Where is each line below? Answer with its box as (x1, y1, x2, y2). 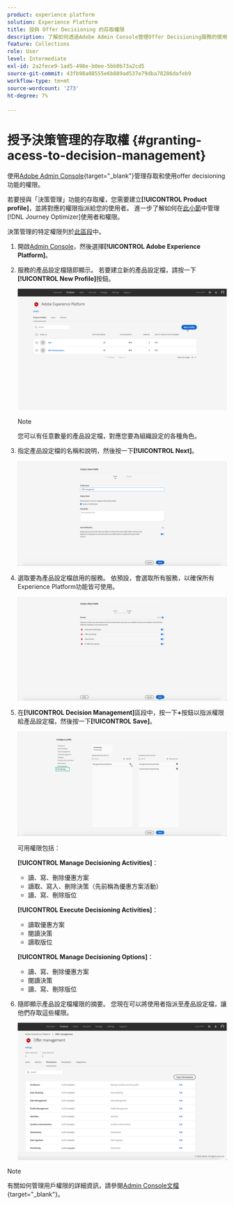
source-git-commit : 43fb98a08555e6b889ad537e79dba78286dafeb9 (7, 70, 192, 77)
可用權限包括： (17, 844, 61, 852)
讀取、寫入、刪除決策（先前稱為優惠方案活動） (27, 882, 162, 891)
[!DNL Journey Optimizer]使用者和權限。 (7, 213, 124, 221)
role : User (7, 48, 39, 55)
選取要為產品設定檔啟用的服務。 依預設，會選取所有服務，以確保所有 (17, 574, 214, 582)
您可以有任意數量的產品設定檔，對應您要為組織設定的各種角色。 (17, 431, 201, 440)
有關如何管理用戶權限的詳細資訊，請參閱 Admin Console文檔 (7, 1181, 180, 1190)
